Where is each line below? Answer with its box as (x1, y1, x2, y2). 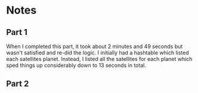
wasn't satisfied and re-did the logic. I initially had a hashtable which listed (6, 49, 189, 56)
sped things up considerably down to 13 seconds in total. (6, 62, 146, 69)
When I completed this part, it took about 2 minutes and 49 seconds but (6, 43, 183, 50)
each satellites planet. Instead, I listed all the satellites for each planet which (6, 56, 193, 62)
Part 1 (6, 27, 28, 37)
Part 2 (6, 79, 29, 89)
